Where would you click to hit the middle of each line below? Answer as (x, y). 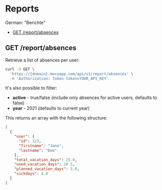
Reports (22, 9)
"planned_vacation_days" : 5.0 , (47, 169)
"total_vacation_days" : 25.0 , (46, 160)
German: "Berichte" (26, 22)
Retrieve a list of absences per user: (42, 60)
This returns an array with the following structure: (56, 118)
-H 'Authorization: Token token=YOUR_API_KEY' (59, 78)
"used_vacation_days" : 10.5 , (45, 164)
